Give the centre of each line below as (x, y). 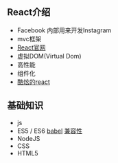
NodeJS (28, 138)
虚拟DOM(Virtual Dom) (49, 56)
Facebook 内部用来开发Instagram (64, 30)
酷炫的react (33, 82)
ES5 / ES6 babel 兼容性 (50, 131)
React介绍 (29, 12)
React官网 (31, 47)
